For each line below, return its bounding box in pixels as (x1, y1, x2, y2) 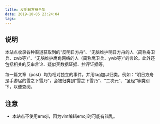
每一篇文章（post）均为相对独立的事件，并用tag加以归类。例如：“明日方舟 (5, 71, 154, 78)
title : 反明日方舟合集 (5, 7, 46, 12)
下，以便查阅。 (5, 84, 35, 90)
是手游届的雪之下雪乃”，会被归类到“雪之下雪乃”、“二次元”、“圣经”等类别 (5, 78, 150, 84)
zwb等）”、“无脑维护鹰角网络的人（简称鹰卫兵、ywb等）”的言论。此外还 (13, 55, 155, 61)
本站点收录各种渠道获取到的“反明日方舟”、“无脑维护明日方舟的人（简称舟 (5, 49, 151, 55)
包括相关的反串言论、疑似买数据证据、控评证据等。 (5, 61, 107, 67)
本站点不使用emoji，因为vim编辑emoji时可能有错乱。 (12, 113, 118, 119)
